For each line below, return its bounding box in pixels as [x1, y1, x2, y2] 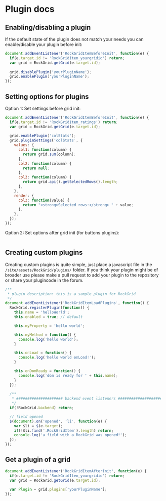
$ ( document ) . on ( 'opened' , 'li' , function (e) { [9, 419, 107, 424]
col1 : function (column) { [18, 147, 72, 152]
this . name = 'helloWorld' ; [14, 310, 70, 315]
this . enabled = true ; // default [14, 315, 83, 319]
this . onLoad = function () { [14, 350, 72, 356]
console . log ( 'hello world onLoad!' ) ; [18, 355, 96, 360]
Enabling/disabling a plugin [5, 23, 91, 32]
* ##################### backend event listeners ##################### [11, 396, 165, 401]
